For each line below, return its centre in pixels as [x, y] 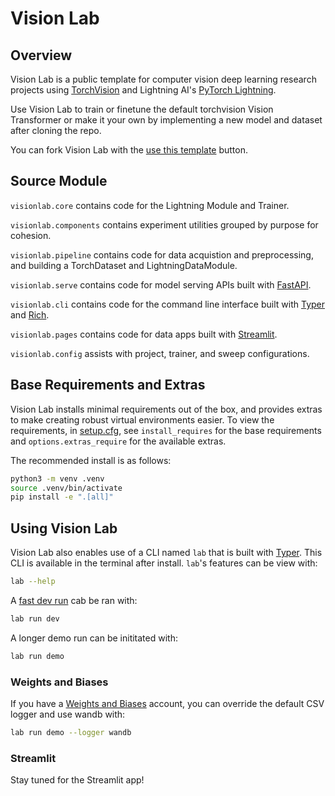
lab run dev [35, 618]
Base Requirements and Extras [108, 385]
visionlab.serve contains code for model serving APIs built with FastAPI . [161, 284]
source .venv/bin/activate [66, 488]
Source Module [59, 181]
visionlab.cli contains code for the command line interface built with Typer [168, 304]
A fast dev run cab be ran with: [74, 600]
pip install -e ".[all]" [62, 497]
